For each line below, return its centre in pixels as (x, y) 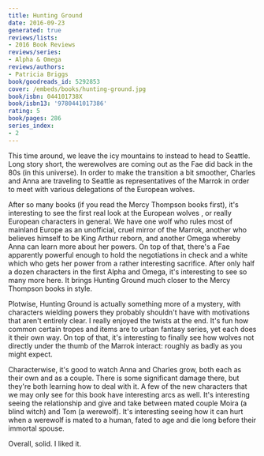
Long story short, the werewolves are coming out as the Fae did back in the (131, 164)
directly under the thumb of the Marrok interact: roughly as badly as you (125, 345)
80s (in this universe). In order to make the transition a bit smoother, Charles (132, 172)
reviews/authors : (37, 67)
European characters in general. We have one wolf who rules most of (121, 221)
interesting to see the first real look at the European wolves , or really (120, 213)
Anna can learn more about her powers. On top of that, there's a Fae (119, 247)
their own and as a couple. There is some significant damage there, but (124, 378)
